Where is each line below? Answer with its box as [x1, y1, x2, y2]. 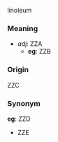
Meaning [7, 23, 38, 33]
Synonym [7, 98, 41, 108]
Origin [7, 65, 29, 75]
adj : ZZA [17, 40, 43, 48]
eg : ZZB [27, 47, 51, 56]
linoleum [7, 6, 32, 14]
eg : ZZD [7, 114, 31, 123]
